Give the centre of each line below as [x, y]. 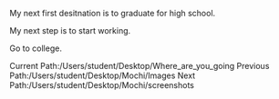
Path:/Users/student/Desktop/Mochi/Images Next [103, 75]
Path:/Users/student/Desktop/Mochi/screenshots [102, 85]
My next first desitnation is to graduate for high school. [113, 13]
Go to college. [36, 48]
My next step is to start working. [70, 30]
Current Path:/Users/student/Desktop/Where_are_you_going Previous [139, 66]
